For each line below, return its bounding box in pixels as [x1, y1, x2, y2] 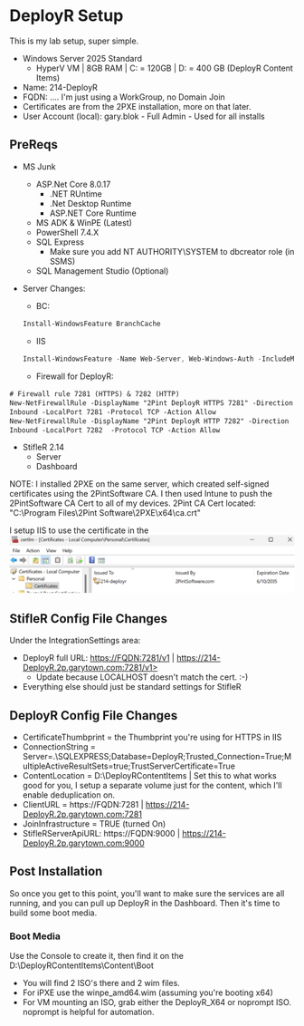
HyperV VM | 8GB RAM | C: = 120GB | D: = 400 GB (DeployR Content [35, 63, 294, 73]
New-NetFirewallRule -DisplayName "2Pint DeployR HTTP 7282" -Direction [9, 416, 290, 426]
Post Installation [9, 864, 103, 879]
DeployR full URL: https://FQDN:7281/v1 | [22, 653, 175, 663]
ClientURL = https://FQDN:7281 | [22, 799, 144, 809]
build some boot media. [9, 907, 98, 918]
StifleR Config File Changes [9, 611, 168, 626]
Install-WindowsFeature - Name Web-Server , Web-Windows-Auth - [22, 354, 262, 363]
